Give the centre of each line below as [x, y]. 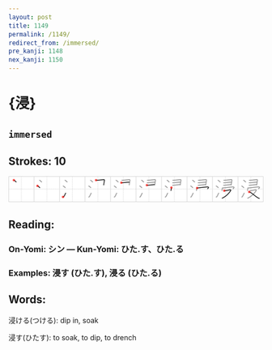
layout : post [30, 17]
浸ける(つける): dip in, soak [53, 320]
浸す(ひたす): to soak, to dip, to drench [72, 337]
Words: [27, 300]
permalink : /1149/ [39, 34]
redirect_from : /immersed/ [54, 43]
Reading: [32, 224]
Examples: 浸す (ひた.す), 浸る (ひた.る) [85, 273]
